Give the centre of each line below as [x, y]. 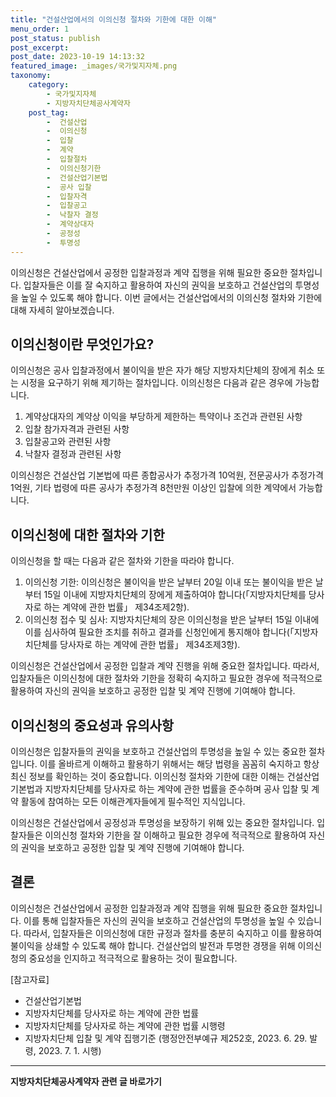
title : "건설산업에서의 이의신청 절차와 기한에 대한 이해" [113, 19]
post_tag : [49, 112]
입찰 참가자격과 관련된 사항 [77, 429]
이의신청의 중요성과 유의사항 [92, 725]
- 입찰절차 [67, 159]
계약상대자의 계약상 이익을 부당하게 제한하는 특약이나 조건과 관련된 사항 [163, 417]
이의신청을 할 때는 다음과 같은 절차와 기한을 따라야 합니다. [122, 561]
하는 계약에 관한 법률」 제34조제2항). [116, 607]
